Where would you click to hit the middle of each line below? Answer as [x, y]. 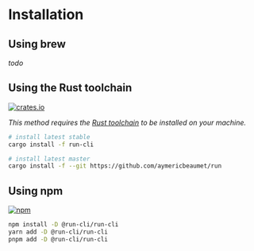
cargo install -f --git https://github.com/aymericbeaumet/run [115, 166]
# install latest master [49, 159]
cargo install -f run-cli [51, 145]
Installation [46, 15]
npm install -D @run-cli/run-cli [63, 225]
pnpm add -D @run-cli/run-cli [58, 239]
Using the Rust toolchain [70, 88]
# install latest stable [49, 137]
